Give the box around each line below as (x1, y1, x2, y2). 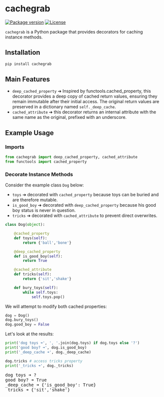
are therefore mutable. (12, 197, 58, 203)
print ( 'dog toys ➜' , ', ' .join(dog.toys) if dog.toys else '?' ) (5, 341, 140, 346)
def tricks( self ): (14, 272, 52, 277)
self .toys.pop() (31, 294, 65, 299)
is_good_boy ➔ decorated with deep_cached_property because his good (12, 202, 156, 208)
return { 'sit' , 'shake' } (23, 277, 71, 282)
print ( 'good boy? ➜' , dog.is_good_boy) (5, 345, 87, 350)
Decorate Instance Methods (5, 171, 73, 178)
